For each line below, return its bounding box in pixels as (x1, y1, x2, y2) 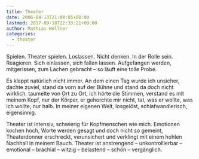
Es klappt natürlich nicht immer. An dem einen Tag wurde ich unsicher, (6, 77, 180, 84)
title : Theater (6, 8, 44, 15)
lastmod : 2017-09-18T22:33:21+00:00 (6, 20, 97, 26)
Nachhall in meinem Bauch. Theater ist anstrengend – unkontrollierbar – (6, 140, 182, 146)
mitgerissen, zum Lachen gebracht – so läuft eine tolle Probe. (6, 66, 157, 72)
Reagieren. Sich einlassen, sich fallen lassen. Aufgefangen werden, (6, 59, 172, 66)
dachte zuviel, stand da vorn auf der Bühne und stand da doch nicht (6, 84, 174, 90)
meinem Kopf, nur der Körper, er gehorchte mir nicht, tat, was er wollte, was (6, 96, 193, 103)
